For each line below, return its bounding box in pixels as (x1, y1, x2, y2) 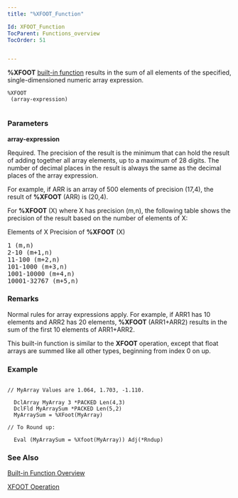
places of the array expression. (7, 171, 98, 180)
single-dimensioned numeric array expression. (7, 76, 144, 85)
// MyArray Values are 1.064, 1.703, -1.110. (7, 386, 144, 394)
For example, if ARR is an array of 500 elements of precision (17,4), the (7, 185, 214, 193)
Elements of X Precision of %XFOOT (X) (7, 227, 126, 236)
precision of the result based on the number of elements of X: (7, 214, 188, 222)
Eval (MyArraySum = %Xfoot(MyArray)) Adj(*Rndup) (13, 436, 163, 444)
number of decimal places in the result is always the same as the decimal (7, 163, 222, 172)
